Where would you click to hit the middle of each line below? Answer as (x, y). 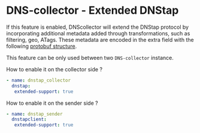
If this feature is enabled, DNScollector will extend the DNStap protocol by (98, 27)
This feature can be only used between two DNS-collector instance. (90, 58)
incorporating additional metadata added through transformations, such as (98, 33)
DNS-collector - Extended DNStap (93, 10)
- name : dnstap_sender (34, 114)
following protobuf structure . (42, 46)
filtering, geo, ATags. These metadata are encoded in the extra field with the (100, 40)
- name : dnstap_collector (38, 80)
